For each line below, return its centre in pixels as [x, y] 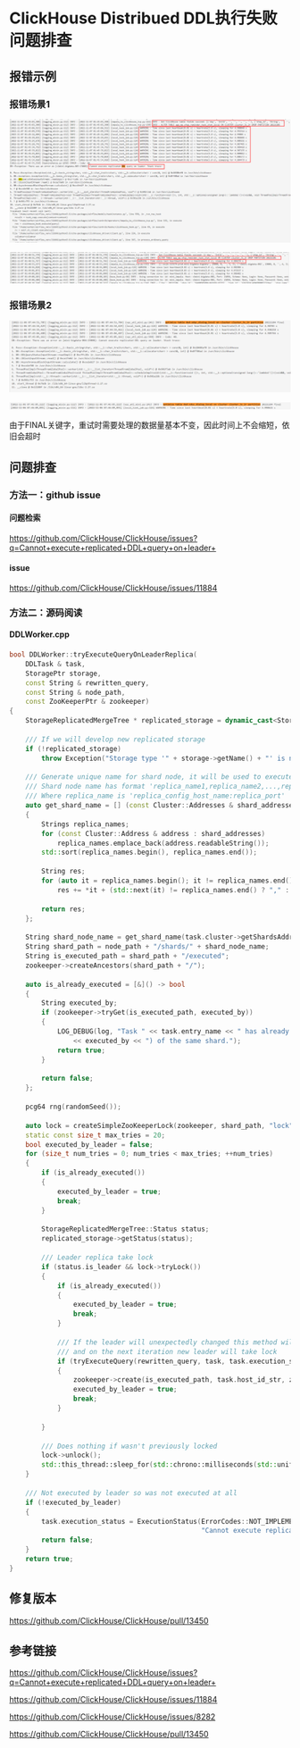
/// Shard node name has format [85, 787]
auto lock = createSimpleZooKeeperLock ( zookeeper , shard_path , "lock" [159, 1125]
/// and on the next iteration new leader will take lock [167, 1351]
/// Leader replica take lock [97, 1258]
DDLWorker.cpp [39, 634]
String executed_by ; [79, 1003]
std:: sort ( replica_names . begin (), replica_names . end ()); [149, 853]
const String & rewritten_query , [87, 683]
